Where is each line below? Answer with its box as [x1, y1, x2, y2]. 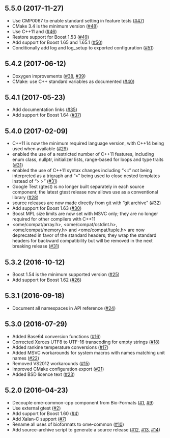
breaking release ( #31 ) [12, 243, 60, 249]
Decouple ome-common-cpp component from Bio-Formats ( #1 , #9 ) [12, 399, 154, 405]
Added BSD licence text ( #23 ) [12, 371, 75, 377]
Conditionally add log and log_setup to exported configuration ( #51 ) [12, 44, 154, 50]
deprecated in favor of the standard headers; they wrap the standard [12, 232, 157, 238]
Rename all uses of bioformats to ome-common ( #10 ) [12, 421, 124, 427]
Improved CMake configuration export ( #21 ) [12, 366, 104, 372]
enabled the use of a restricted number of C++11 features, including [12, 151, 154, 157]
